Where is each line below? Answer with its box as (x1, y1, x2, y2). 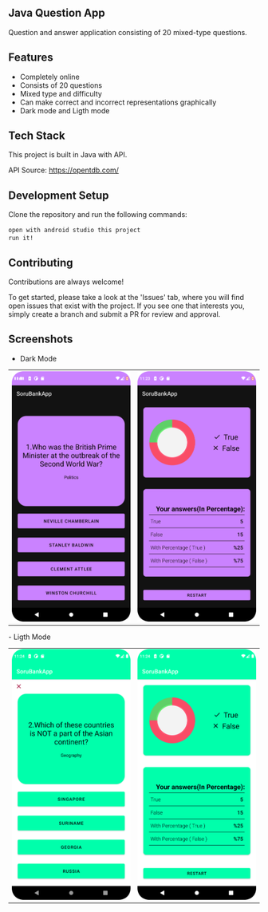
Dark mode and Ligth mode (19, 105, 110, 115)
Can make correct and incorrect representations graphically (19, 97, 217, 107)
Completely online (19, 72, 80, 81)
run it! (8, 235, 34, 243)
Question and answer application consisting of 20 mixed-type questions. (8, 27, 247, 37)
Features (8, 51, 53, 65)
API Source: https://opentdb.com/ (8, 165, 120, 175)
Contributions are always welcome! (8, 277, 124, 286)
